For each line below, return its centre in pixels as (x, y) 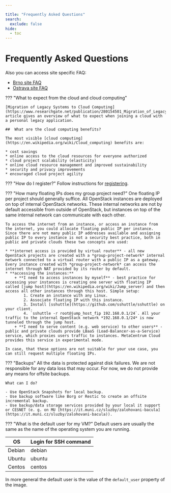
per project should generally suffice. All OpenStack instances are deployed (84, 199)
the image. (17, 485)
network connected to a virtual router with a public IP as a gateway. (83, 260)
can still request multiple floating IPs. (51, 354)
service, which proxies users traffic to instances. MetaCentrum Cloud (83, 336)
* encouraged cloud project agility (44, 174)
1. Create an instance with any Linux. (66, 296)
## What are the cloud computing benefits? (53, 130)
